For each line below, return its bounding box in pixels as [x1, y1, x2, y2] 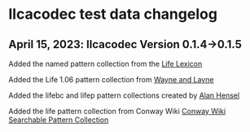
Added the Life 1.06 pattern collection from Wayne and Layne [8, 75, 214, 84]
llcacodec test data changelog [8, 5, 218, 24]
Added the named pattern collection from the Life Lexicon [8, 59, 203, 68]
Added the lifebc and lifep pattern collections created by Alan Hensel [8, 90, 240, 100]
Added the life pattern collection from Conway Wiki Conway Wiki [8, 107, 226, 116]
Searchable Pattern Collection [8, 115, 109, 125]
